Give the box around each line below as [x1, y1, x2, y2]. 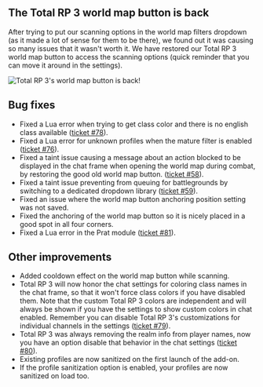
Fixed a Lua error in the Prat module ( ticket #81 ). [19, 228, 177, 237]
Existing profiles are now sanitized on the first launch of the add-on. [19, 355, 239, 364]
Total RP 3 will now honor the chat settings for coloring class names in [19, 279, 247, 289]
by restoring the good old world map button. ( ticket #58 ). [19, 169, 204, 179]
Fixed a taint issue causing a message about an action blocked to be [19, 152, 241, 162]
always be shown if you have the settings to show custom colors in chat [19, 305, 253, 314]
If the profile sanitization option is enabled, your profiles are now [19, 363, 228, 372]
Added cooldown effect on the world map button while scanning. [19, 271, 230, 281]
